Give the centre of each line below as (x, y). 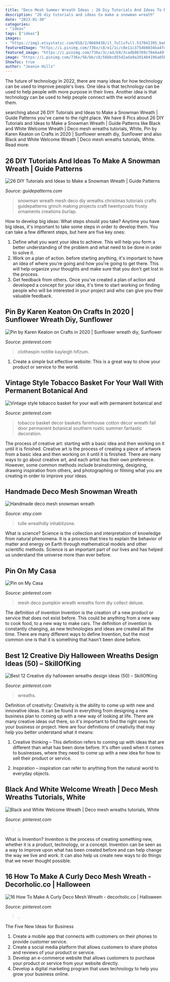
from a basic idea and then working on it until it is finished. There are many (83, 454)
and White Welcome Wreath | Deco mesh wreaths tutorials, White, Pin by (81, 129)
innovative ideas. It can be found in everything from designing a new (77, 711)
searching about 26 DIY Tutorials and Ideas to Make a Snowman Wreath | (81, 113)
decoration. (30, 433)
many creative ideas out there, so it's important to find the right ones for (80, 721)
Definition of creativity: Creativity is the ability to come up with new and (80, 705)
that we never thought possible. (38, 861)
